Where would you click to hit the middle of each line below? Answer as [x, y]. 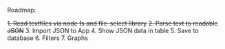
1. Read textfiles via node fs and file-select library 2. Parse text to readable [112, 23]
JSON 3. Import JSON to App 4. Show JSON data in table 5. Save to [103, 31]
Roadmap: [22, 10]
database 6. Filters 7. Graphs [47, 38]
